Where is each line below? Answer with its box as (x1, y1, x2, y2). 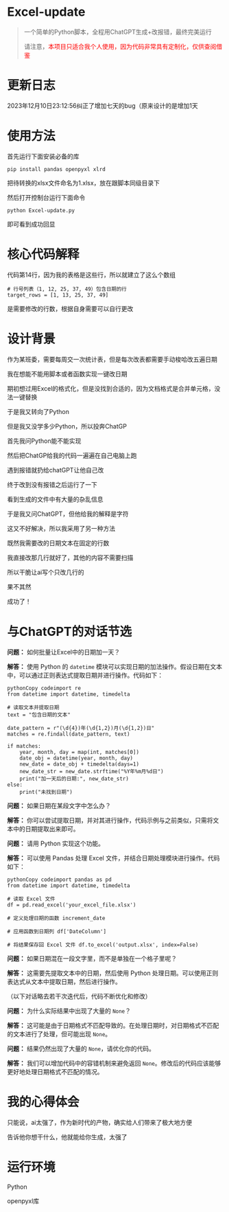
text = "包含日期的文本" (7, 711, 71, 718)
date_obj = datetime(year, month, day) (19, 755, 134, 762)
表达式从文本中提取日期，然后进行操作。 (7, 977, 121, 985)
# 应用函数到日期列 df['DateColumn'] (7, 928, 107, 935)
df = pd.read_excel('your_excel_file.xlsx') (7, 901, 136, 908)
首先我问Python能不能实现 (7, 437, 82, 445)
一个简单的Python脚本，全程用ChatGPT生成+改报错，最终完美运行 (23, 27, 212, 36)
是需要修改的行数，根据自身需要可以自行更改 (7, 304, 134, 312)
